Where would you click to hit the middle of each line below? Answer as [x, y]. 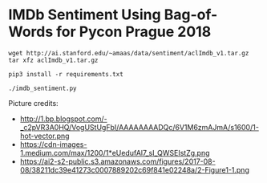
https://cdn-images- [53, 144]
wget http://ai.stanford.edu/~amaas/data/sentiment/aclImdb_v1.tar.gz [129, 53]
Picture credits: [33, 103]
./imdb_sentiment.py [43, 88]
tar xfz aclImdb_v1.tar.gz [53, 60]
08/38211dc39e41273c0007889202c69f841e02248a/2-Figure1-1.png [135, 169]
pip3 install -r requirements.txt [66, 74]
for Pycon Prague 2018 [133, 32]
